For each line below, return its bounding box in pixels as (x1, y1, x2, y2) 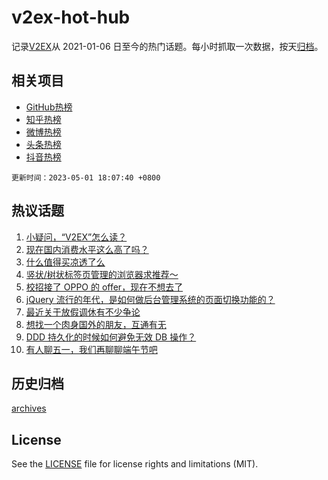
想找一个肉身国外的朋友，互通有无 (25, 318, 167, 330)
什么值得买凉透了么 (25, 256, 106, 268)
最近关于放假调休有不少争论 (25, 306, 141, 318)
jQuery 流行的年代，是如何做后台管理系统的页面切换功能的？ (25, 293, 276, 305)
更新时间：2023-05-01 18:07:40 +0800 (11, 172, 161, 183)
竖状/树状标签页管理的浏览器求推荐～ (25, 268, 179, 280)
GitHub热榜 (25, 101, 73, 113)
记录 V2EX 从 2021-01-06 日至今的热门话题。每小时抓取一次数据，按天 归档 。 (11, 40, 324, 52)
